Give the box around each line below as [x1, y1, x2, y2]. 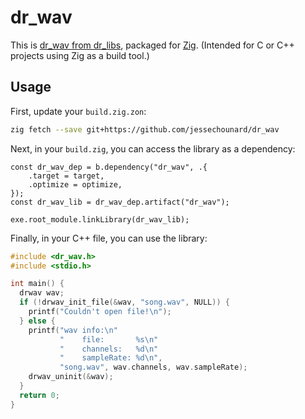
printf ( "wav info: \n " [28, 325, 118, 335]
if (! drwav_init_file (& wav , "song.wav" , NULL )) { [19, 297, 230, 308]
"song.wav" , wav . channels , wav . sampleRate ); [59, 362, 248, 373]
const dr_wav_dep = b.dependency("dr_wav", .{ [10, 162, 208, 172]
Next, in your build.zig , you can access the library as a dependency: [10, 142, 296, 155]
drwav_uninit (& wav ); [28, 372, 114, 382]
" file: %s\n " [59, 334, 159, 345]
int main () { [10, 279, 65, 289]
